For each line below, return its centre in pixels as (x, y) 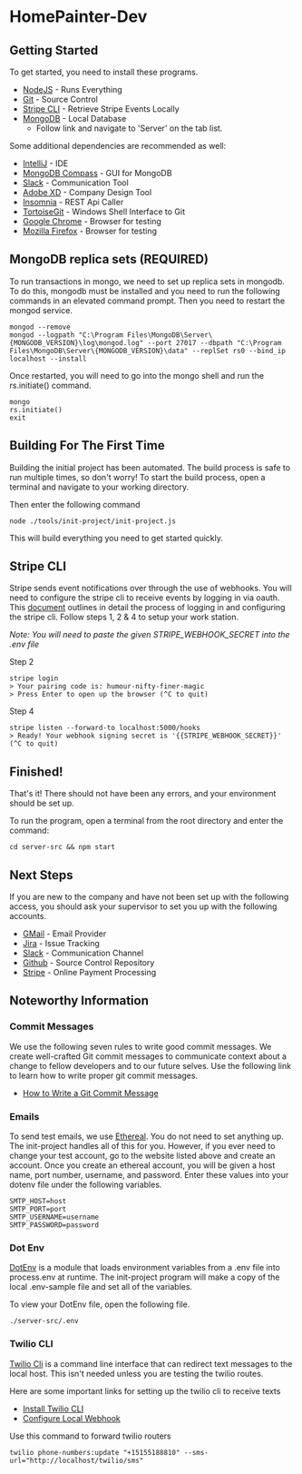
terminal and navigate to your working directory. (99, 487)
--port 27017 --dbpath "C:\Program (214, 342)
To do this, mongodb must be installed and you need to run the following (145, 291)
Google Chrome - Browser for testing (92, 221)
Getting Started (54, 50)
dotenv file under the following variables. (86, 1185)
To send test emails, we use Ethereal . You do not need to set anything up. (146, 1136)
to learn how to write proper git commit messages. (103, 1075)
